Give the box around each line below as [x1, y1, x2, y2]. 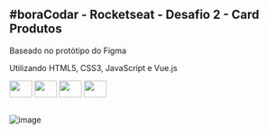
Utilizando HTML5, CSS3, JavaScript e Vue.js [9, 62, 178, 73]
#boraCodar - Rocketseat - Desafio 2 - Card [9, 7, 260, 22]
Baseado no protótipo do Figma [9, 45, 127, 56]
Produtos [9, 22, 62, 37]
